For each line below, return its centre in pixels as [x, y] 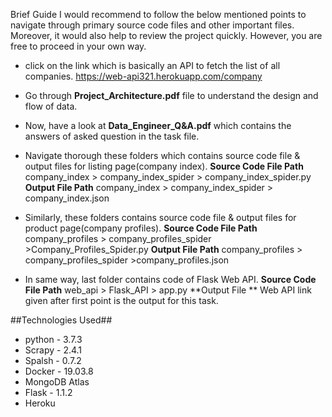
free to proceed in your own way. [78, 46]
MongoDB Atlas [57, 382]
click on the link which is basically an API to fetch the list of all [152, 65]
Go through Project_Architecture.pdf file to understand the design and [171, 95]
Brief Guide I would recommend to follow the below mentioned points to [158, 14]
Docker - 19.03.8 [59, 371]
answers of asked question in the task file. [112, 136]
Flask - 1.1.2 [48, 392]
